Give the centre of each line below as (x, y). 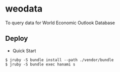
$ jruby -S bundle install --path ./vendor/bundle (59, 60)
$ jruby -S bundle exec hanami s (40, 64)
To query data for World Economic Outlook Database (60, 23)
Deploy (17, 39)
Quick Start (24, 50)
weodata (24, 9)
